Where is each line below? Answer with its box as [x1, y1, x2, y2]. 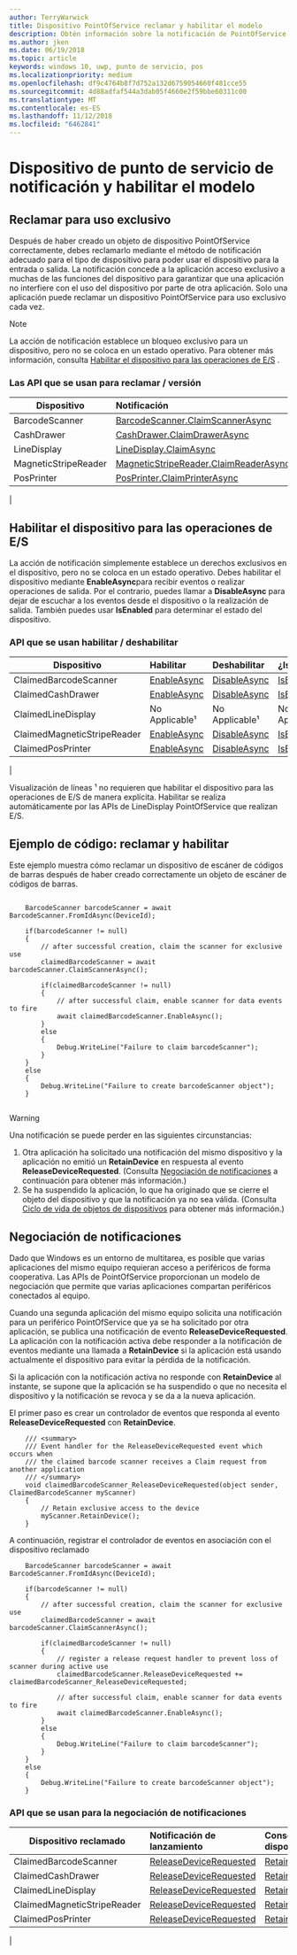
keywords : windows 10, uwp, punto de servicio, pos [9, 63, 203, 72]
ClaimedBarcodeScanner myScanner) [9, 1488, 137, 1497]
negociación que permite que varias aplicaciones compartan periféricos [9, 1281, 271, 1292]
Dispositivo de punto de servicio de [9, 158, 274, 178]
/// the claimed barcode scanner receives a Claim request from [25, 1457, 267, 1466]
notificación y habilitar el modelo [9, 177, 255, 197]
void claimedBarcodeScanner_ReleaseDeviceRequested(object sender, [25, 1480, 278, 1490]
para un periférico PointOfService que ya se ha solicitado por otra [9, 1317, 249, 1328]
